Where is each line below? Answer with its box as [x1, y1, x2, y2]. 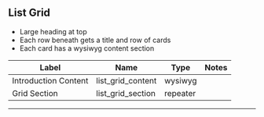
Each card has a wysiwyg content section [19, 43, 155, 53]
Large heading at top [19, 27, 88, 36]
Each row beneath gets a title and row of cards [19, 35, 171, 44]
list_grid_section [96, 87, 156, 98]
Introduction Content [12, 75, 89, 86]
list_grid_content [96, 75, 157, 86]
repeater [163, 87, 196, 98]
